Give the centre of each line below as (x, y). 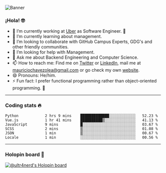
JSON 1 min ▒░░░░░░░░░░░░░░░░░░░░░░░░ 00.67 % (82, 133)
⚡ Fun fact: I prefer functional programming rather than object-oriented (84, 81)
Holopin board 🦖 (25, 154)
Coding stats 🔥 (23, 105)
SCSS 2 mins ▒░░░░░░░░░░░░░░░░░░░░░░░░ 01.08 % (82, 129)
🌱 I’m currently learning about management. (57, 37)
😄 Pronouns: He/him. (34, 75)
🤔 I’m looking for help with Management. (53, 52)
